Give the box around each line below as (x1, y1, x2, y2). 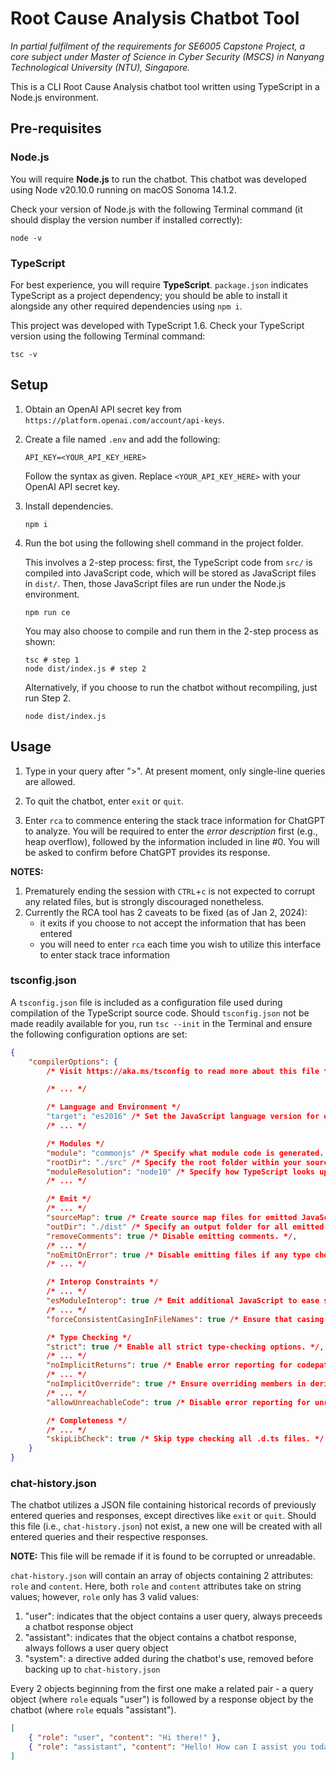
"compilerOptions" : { (28, 1057, 118, 1067)
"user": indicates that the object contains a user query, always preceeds (24, 1610, 323, 1622)
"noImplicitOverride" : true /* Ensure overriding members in (46, 1379, 307, 1389)
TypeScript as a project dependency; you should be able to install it (10, 289, 288, 301)
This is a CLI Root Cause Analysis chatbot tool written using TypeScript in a (10, 80, 320, 92)
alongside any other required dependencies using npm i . (10, 300, 243, 312)
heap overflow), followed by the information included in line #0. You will (24, 835, 320, 847)
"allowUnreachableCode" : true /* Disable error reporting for (46, 1397, 311, 1407)
